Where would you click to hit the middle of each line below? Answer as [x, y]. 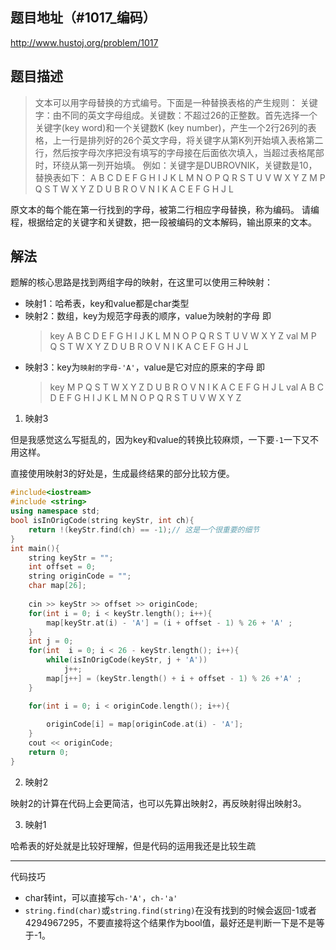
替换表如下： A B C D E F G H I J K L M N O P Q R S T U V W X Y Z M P [180, 177]
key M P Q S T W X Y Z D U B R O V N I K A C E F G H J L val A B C [186, 387]
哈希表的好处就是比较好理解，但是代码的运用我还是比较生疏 [133, 845]
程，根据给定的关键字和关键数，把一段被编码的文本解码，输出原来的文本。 [163, 222]
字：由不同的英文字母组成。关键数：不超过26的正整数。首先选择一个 [176, 115]
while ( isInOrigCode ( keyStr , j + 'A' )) [127, 660]
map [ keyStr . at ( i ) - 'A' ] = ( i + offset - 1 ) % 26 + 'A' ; [169, 623]
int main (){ [35, 548]
